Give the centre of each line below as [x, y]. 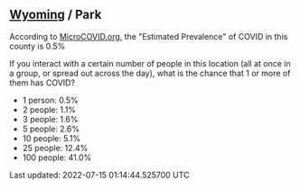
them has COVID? [42, 82]
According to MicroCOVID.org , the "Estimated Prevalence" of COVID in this [149, 36]
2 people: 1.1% [49, 109]
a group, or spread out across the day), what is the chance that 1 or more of [150, 73]
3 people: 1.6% [50, 119]
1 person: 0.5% [50, 100]
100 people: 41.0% [57, 157]
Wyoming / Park [56, 15]
